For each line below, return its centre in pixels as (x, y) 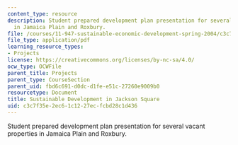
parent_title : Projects (42, 73)
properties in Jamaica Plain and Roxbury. (67, 133)
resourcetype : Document (42, 93)
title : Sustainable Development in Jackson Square (84, 100)
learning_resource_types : (45, 47)
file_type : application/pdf (49, 40)
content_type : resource (42, 14)
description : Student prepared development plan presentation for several (120, 21)
